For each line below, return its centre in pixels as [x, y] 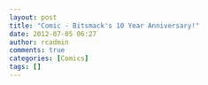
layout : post [33, 17]
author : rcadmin [39, 42]
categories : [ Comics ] [49, 58]
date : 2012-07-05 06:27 [53, 34]
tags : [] [25, 67]
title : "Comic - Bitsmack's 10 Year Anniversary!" [104, 26]
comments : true [37, 50]
